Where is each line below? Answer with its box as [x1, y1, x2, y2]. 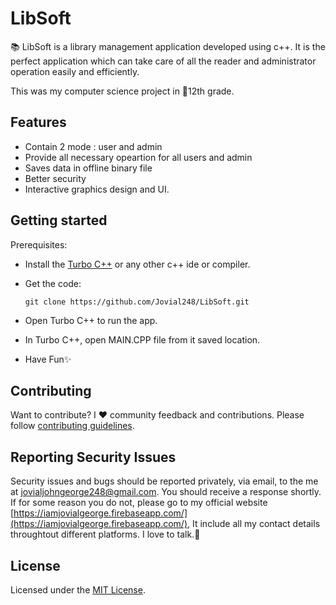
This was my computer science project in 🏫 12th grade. [10, 85, 235, 97]
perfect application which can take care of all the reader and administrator [10, 55, 317, 67]
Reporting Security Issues [10, 448, 177, 466]
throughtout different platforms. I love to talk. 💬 [10, 528, 201, 541]
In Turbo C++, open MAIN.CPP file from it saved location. [24, 333, 261, 346]
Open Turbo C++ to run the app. [24, 314, 158, 326]
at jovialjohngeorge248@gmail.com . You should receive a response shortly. [10, 486, 322, 498]
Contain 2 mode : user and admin [24, 140, 163, 152]
